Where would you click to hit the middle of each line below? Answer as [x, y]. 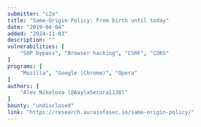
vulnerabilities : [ [36, 47]
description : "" [31, 40]
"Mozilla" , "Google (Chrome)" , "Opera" [79, 73]
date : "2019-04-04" [36, 27]
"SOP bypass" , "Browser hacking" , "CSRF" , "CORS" [95, 54]
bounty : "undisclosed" [41, 106]
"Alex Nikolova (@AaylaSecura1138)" [74, 92]
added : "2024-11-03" [38, 34]
